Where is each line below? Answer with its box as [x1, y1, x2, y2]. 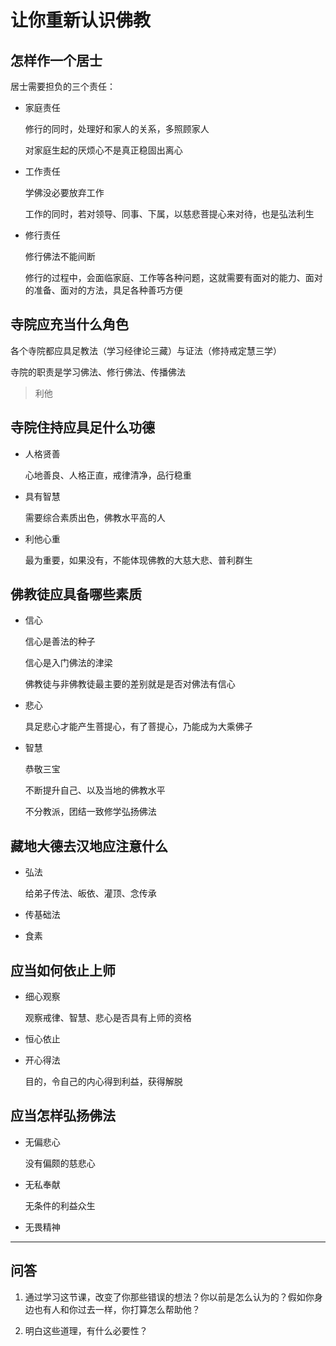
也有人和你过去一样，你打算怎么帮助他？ [33, 1303, 201, 1315]
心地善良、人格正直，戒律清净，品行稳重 [24, 469, 192, 481]
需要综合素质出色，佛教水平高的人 [24, 511, 166, 523]
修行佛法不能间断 [24, 251, 96, 262]
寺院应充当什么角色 [10, 316, 129, 333]
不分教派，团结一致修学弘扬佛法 [24, 806, 157, 818]
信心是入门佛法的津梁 [24, 657, 113, 669]
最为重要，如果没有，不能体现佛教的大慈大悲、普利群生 [24, 554, 253, 566]
